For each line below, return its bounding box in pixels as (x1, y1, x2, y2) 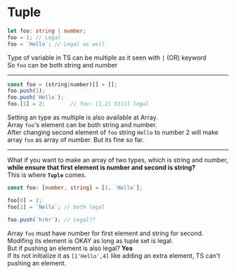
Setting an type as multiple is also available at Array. (7, 113, 158, 122)
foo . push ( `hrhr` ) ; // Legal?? (7, 216, 96, 223)
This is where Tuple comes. (7, 171, 86, 179)
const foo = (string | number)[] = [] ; (7, 81, 118, 88)
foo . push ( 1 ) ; (7, 87, 46, 95)
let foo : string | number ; (7, 27, 86, 34)
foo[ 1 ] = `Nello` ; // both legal (7, 203, 105, 211)
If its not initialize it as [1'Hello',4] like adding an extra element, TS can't (7, 251, 221, 260)
